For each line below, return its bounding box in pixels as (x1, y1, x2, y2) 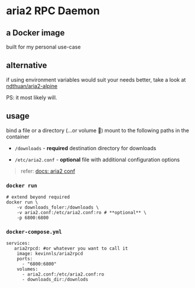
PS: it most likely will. (6, 93, 57, 101)
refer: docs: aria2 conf (20, 167, 76, 174)
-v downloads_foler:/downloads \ (17, 204, 99, 211)
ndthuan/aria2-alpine (6, 82, 58, 89)
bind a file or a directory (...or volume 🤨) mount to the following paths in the (6, 127, 189, 134)
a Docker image (6, 28, 65, 38)
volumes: (17, 266, 38, 273)
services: (6, 241, 31, 247)
